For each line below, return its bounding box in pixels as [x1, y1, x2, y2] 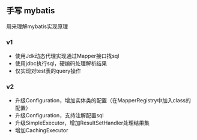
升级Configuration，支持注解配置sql [14, 112, 104, 119]
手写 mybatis [6, 5, 55, 16]
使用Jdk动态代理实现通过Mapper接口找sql [14, 53, 120, 60]
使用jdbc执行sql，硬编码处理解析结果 [14, 60, 107, 67]
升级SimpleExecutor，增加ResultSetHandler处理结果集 [14, 119, 150, 127]
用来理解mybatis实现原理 [6, 23, 68, 30]
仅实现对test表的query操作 [14, 68, 81, 75]
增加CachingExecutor [14, 127, 68, 134]
